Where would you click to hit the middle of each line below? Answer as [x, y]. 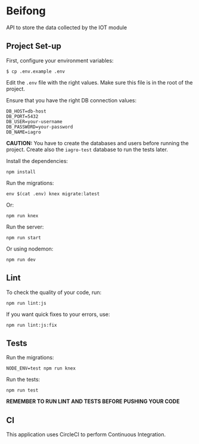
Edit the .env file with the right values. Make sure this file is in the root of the [99, 82]
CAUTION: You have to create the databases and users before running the [97, 143]
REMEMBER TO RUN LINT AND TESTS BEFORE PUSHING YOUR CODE [93, 401]
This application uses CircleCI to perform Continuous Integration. [86, 434]
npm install [21, 172]
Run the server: [25, 227]
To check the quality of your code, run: [54, 292]
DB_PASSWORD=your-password [40, 127]
